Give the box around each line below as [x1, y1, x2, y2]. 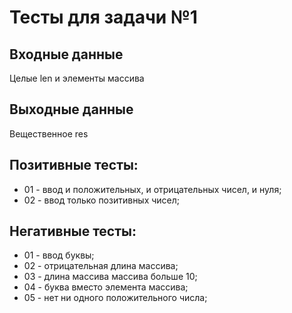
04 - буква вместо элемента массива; [23, 281, 189, 293]
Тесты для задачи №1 [9, 6, 198, 29]
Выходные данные [9, 101, 134, 118]
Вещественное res [9, 127, 89, 140]
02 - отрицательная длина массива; [23, 260, 179, 272]
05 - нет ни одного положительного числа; [23, 292, 208, 304]
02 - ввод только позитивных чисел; [23, 194, 181, 206]
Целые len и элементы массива [9, 72, 145, 84]
